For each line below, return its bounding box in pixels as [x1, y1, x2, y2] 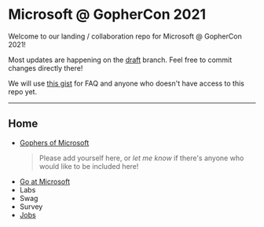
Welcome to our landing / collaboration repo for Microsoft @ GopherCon [8, 31, 242, 41]
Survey [19, 202, 43, 211]
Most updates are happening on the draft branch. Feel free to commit [8, 55, 233, 64]
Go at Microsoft [19, 177, 71, 186]
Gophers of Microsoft [19, 137, 90, 147]
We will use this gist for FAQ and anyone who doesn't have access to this [8, 79, 245, 88]
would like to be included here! [38, 161, 139, 170]
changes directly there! [8, 63, 83, 72]
